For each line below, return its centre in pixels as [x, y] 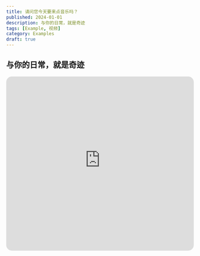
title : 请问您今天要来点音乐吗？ [42, 12]
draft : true [21, 39]
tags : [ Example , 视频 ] [33, 28]
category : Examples [30, 34]
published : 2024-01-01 [34, 17]
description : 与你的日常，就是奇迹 [46, 23]
